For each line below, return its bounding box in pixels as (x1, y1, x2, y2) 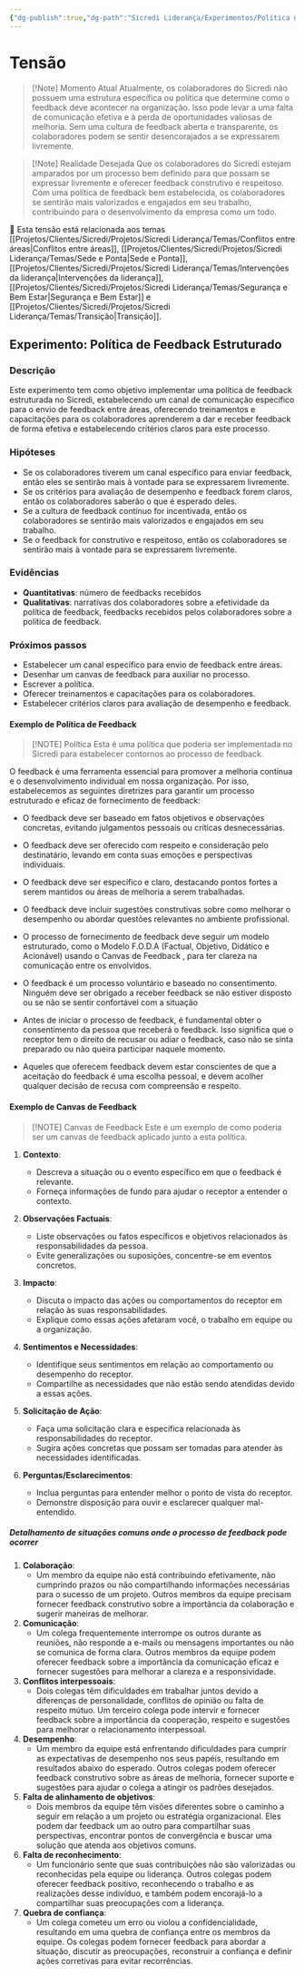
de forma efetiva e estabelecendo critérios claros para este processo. (9, 423, 271, 434)
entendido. (35, 1506, 77, 1517)
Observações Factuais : (22, 1213, 113, 1224)
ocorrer (9, 1536, 39, 1548)
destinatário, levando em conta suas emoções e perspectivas (22, 850, 253, 861)
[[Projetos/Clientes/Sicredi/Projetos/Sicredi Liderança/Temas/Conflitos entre (9, 233, 296, 244)
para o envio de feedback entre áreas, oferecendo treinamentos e (9, 404, 256, 415)
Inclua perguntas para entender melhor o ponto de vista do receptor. (35, 1486, 293, 1498)
